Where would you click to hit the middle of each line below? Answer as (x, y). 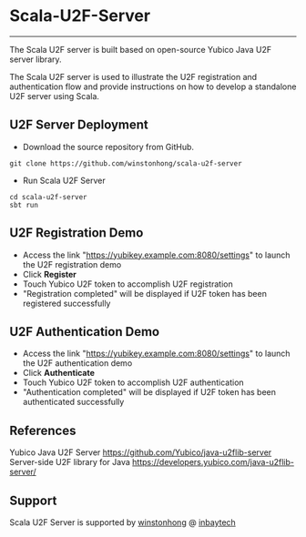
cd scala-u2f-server (49, 197)
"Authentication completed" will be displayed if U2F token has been (149, 392)
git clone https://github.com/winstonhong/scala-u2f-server (126, 163)
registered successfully (66, 303)
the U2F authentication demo (77, 363)
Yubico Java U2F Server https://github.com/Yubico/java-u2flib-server (141, 452)
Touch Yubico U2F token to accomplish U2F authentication (133, 382)
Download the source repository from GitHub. (108, 147)
